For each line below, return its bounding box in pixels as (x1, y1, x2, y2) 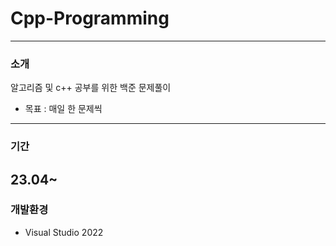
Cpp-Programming (10, 7, 170, 30)
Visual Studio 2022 (24, 226, 104, 238)
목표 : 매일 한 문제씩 (24, 103, 103, 115)
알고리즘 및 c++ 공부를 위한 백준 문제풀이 (10, 82, 172, 94)
